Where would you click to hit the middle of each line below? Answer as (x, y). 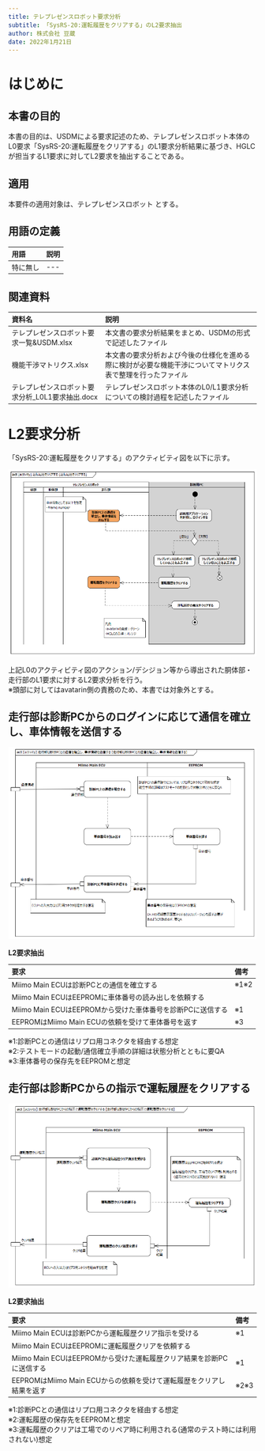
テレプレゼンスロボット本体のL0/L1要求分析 (177, 387)
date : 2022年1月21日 (40, 42)
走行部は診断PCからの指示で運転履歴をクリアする (129, 1088)
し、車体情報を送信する (65, 732)
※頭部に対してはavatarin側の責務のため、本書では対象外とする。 (113, 689)
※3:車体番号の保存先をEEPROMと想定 (69, 1061)
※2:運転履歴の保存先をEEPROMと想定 (69, 1419)
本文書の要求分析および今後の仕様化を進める (178, 354)
